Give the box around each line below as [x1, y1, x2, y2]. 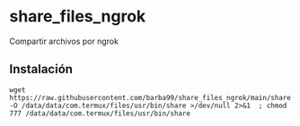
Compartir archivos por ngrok [9, 36, 119, 46]
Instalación [9, 62, 74, 77]
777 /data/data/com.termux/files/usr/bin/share [9, 109, 191, 118]
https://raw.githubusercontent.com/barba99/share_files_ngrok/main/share [9, 93, 292, 102]
